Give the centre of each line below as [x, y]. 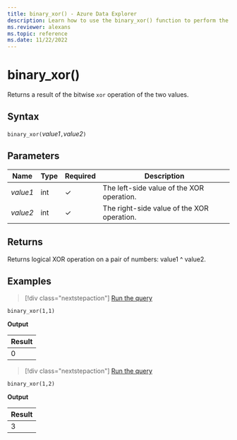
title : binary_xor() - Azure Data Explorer [72, 14]
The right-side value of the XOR [156, 208]
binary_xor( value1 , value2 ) [47, 133]
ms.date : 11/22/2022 [38, 40]
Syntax [23, 117]
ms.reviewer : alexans [39, 27]
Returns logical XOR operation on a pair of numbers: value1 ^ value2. [107, 259]
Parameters [34, 156]
